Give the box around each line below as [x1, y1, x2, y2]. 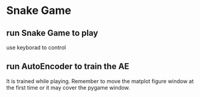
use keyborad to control [6, 44, 66, 51]
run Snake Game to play [6, 28, 98, 38]
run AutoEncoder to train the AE [6, 61, 129, 72]
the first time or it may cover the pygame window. [6, 84, 131, 91]
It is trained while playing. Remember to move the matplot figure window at [6, 77, 194, 85]
